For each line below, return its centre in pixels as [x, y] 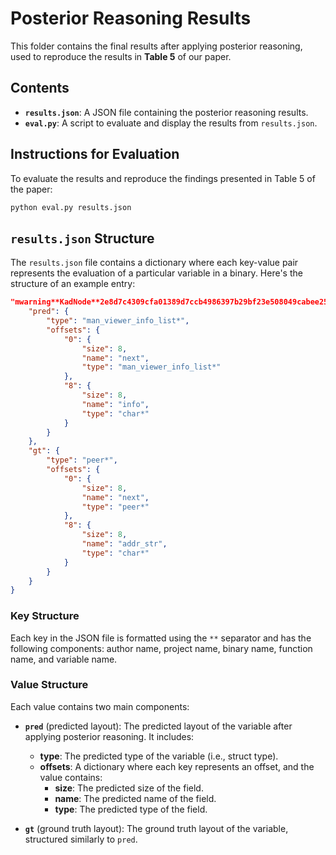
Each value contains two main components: [100, 706]
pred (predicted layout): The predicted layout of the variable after [158, 726]
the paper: [31, 189]
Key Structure [45, 616]
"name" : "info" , [115, 404]
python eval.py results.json [71, 207]
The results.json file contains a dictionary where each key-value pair [154, 263]
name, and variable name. [64, 659]
